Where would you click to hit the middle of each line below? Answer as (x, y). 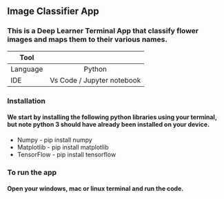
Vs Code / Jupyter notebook (95, 80)
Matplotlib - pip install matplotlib (63, 147)
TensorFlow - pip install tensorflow (67, 154)
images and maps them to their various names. (87, 39)
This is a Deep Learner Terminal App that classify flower (103, 31)
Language (27, 69)
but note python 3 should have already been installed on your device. (109, 125)
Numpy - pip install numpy (55, 140)
